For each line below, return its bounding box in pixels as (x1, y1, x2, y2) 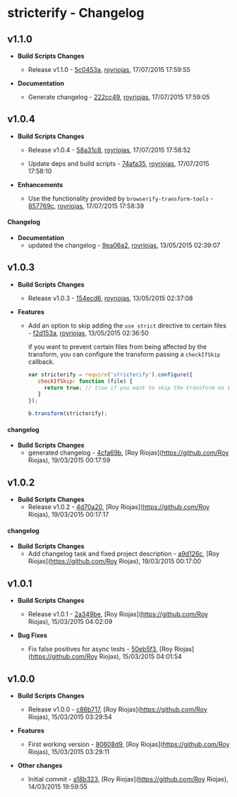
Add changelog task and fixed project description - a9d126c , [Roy (28, 549, 220, 558)
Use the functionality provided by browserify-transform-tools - (28, 194, 214, 203)
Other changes (17, 761, 63, 769)
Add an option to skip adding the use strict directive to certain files (28, 321, 227, 330)
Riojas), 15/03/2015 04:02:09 (28, 618, 113, 626)
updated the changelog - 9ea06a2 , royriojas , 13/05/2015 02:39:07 (28, 241, 221, 250)
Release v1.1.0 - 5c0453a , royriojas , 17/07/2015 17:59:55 (28, 66, 190, 73)
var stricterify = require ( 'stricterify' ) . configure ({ (28, 371, 193, 378)
